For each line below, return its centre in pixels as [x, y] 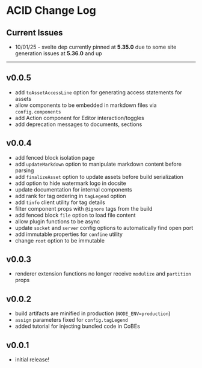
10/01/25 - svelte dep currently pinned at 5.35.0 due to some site [96, 47]
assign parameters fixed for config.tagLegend [71, 320]
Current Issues [35, 33]
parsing [24, 170]
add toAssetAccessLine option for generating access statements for [98, 92]
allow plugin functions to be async [57, 221]
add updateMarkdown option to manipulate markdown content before [98, 164]
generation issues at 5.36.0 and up [58, 53]
